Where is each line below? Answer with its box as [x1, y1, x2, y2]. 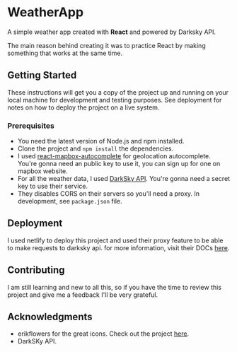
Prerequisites [7, 121, 54, 131]
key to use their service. [17, 182, 88, 191]
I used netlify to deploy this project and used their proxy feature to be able [7, 236, 224, 245]
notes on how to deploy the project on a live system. [7, 103, 160, 112]
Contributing [7, 264, 65, 276]
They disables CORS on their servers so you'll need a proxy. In [17, 189, 200, 198]
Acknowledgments [7, 311, 93, 323]
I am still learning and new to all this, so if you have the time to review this [7, 283, 221, 291]
